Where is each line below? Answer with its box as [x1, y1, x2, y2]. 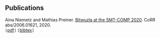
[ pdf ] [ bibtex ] [5, 27, 35, 33]
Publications [5, 4, 44, 12]
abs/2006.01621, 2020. [5, 22, 51, 28]
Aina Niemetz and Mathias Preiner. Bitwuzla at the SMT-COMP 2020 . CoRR [5, 17, 156, 22]
